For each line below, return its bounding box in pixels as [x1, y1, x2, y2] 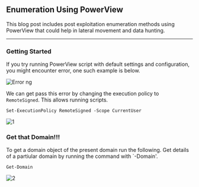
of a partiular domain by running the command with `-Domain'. [6, 153, 158, 160]
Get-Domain [6, 164, 33, 170]
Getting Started [6, 47, 52, 55]
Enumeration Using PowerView [6, 5, 123, 15]
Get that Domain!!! [6, 133, 60, 141]
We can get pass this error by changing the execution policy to [6, 90, 159, 97]
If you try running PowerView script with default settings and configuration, [6, 61, 190, 68]
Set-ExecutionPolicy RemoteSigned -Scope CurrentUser [6, 108, 142, 114]
